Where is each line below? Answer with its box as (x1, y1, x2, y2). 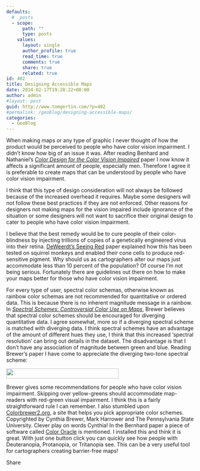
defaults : (6, 8, 31, 15)
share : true (22, 64, 52, 71)
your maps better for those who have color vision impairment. (6, 275, 159, 282)
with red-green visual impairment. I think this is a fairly (26, 397, 160, 404)
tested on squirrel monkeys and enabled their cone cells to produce (6, 250, 173, 257)
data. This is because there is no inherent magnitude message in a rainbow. (6, 299, 193, 307)
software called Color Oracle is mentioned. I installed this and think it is (6, 428, 181, 436)
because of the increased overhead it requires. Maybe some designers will (6, 193, 190, 200)
